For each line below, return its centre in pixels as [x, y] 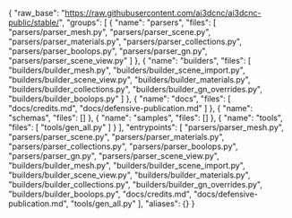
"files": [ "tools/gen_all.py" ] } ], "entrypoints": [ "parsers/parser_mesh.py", [146, 127]
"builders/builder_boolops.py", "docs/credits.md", [100, 194]
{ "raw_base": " [37, 13]
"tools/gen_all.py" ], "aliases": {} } [133, 204]
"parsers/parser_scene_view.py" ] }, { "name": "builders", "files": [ [130, 61]
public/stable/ [34, 22]
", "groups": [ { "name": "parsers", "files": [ [137, 22]
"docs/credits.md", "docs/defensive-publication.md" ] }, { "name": [131, 108]
